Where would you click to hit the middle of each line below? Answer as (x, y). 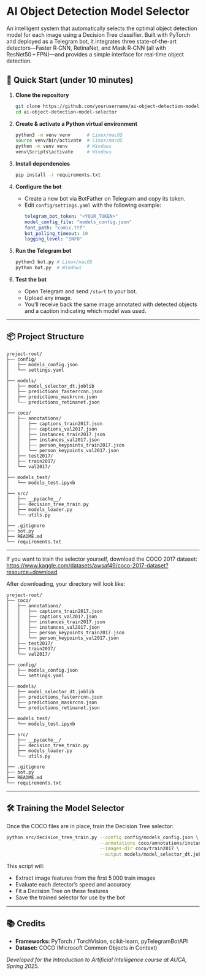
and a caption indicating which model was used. (85, 311)
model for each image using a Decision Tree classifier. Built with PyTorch (98, 34)
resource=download (32, 572)
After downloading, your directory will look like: (66, 583)
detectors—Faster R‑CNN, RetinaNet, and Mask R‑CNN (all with (86, 48)
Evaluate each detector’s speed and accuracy (73, 885)
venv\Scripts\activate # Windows (63, 152)
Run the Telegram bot (43, 251)
